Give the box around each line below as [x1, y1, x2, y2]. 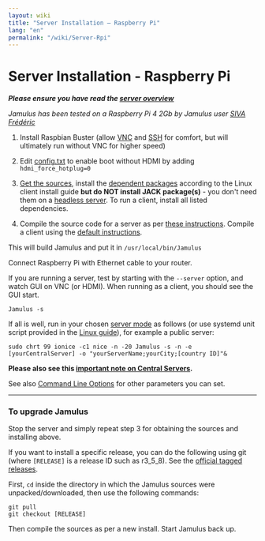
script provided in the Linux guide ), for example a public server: [8, 328, 215, 337]
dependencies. [19, 204, 69, 213]
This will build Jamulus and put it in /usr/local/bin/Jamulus [8, 242, 203, 253]
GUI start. [8, 290, 39, 300]
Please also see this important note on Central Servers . [8, 364, 193, 374]
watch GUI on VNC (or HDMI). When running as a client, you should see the [8, 282, 254, 291]
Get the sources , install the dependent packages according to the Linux [19, 178, 252, 188]
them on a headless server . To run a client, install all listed [19, 195, 207, 205]
